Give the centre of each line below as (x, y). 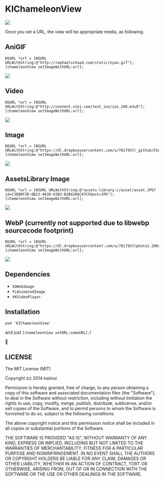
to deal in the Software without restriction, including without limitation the (79, 398)
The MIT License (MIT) (28, 369)
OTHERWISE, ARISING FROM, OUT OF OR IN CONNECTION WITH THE (76, 469)
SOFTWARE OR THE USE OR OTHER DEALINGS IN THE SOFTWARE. (73, 474)
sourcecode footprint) (40, 230)
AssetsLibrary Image (37, 179)
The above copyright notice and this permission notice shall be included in (80, 423)
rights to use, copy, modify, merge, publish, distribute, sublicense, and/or (79, 403)
